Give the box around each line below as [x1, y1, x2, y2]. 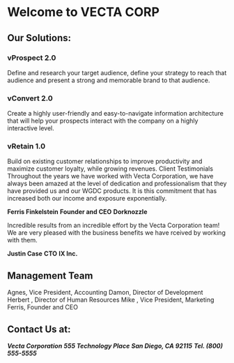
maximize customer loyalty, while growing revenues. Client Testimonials [7, 164, 214, 173]
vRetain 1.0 [7, 141, 46, 151]
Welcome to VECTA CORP [7, 4, 160, 20]
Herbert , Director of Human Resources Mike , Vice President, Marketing [7, 295, 214, 304]
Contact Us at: [7, 323, 71, 335]
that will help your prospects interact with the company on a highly [7, 116, 198, 125]
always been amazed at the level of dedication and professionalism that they [7, 179, 227, 188]
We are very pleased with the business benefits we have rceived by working [7, 229, 226, 237]
